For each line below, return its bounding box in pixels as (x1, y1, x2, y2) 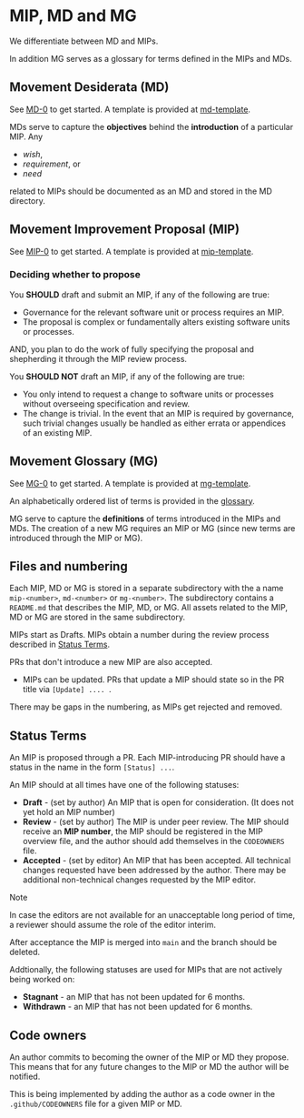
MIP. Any (9, 131, 44, 142)
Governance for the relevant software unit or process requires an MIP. (22, 307, 284, 317)
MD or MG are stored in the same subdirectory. (9, 611, 186, 623)
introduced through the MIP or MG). (9, 532, 143, 543)
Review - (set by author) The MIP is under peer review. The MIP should (22, 816, 289, 828)
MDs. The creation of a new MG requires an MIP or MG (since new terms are (9, 522, 296, 533)
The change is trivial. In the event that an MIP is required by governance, (22, 408, 295, 418)
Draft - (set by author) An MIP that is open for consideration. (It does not (22, 797, 295, 808)
